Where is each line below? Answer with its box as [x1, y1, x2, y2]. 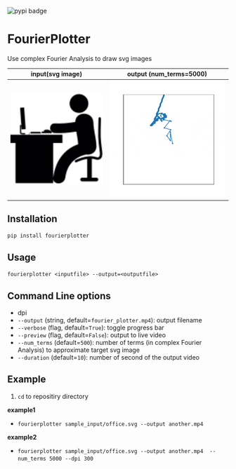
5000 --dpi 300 [48, 455, 93, 462]
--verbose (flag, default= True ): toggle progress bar [17, 323, 165, 332]
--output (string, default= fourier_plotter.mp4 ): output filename [17, 315, 202, 324]
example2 [7, 433, 37, 441]
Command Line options [7, 290, 111, 301]
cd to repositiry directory [17, 392, 89, 400]
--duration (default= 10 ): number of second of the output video [17, 353, 200, 361]
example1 [7, 405, 36, 414]
